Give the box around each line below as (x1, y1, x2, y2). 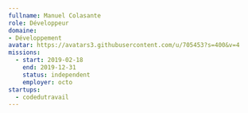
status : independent (22, 71, 91, 79)
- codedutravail (15, 93, 69, 101)
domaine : (8, 26, 37, 34)
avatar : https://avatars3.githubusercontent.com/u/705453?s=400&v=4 (8, 41, 240, 49)
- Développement (8, 33, 62, 42)
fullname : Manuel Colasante (8, 11, 102, 20)
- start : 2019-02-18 (15, 56, 83, 64)
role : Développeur (8, 19, 69, 27)
